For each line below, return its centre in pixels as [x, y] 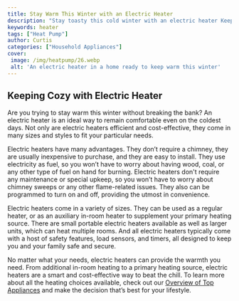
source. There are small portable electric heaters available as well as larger [117, 223]
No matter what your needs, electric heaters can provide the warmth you [114, 260]
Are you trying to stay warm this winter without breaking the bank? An [110, 113]
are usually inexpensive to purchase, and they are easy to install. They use [116, 157]
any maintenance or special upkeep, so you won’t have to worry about [110, 179]
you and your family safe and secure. [62, 246]
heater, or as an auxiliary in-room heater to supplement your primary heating [119, 216]
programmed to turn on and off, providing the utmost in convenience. [109, 195]
